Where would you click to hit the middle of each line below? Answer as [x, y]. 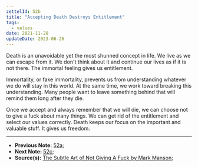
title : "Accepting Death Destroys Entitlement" [66, 17]
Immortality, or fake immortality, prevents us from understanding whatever [96, 79]
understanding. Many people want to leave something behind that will [91, 92]
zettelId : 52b [24, 11]
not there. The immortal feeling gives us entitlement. [70, 68]
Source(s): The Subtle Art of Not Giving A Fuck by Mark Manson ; [94, 158]
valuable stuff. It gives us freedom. [48, 128]
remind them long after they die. [45, 98]
